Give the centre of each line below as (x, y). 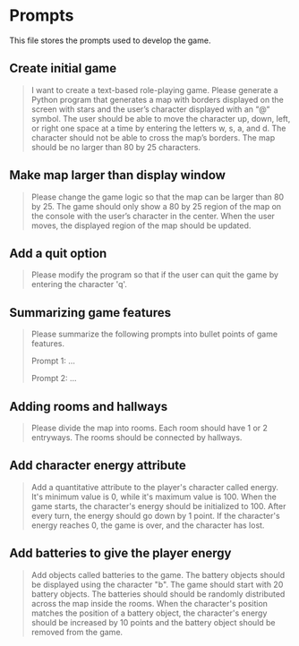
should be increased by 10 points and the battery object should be (153, 622)
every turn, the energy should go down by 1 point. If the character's (155, 515)
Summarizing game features (90, 313)
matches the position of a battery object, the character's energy (149, 613)
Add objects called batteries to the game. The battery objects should (158, 574)
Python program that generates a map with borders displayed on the (157, 99)
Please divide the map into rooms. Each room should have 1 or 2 (149, 428)
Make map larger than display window (118, 175)
